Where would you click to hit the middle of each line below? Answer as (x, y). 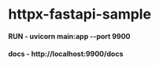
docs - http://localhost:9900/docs (66, 54)
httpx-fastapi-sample (80, 14)
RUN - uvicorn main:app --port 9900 (70, 36)
